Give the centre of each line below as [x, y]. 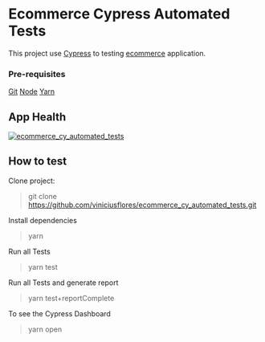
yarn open [45, 329]
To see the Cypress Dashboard [59, 313]
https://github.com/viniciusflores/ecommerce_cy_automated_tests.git [142, 205]
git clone [43, 196]
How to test [37, 161]
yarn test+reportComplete [71, 298]
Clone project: [32, 181]
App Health [37, 117]
